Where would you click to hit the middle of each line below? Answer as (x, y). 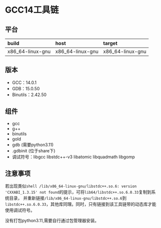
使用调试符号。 (20, 210)
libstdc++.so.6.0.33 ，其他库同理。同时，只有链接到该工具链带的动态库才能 (81, 204)
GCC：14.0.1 (24, 82)
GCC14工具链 (32, 10)
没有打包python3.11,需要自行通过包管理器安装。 (52, 221)
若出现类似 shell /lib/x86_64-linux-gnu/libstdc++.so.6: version (71, 186)
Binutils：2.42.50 (29, 95)
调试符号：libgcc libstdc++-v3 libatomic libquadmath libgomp (73, 157)
